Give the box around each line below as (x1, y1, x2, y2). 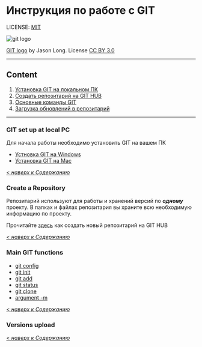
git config (14, 262, 39, 269)
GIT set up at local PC (6, 125, 70, 134)
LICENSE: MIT (6, 23, 41, 31)
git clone (14, 288, 37, 295)
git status (14, 281, 38, 288)
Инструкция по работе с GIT (6, 4, 155, 17)
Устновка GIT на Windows (14, 151, 81, 158)
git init (14, 268, 31, 276)
